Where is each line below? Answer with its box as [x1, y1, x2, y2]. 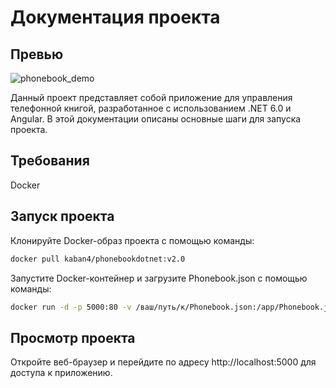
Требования [10, 152, 90, 170]
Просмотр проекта [10, 329, 136, 346]
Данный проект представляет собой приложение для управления [10, 92, 293, 103]
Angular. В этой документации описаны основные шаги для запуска [10, 113, 302, 125]
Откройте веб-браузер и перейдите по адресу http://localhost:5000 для [10, 356, 317, 368]
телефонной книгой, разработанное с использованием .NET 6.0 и [10, 102, 292, 114]
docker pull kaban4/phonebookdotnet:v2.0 [10, 254, 186, 264]
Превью [10, 46, 64, 63]
